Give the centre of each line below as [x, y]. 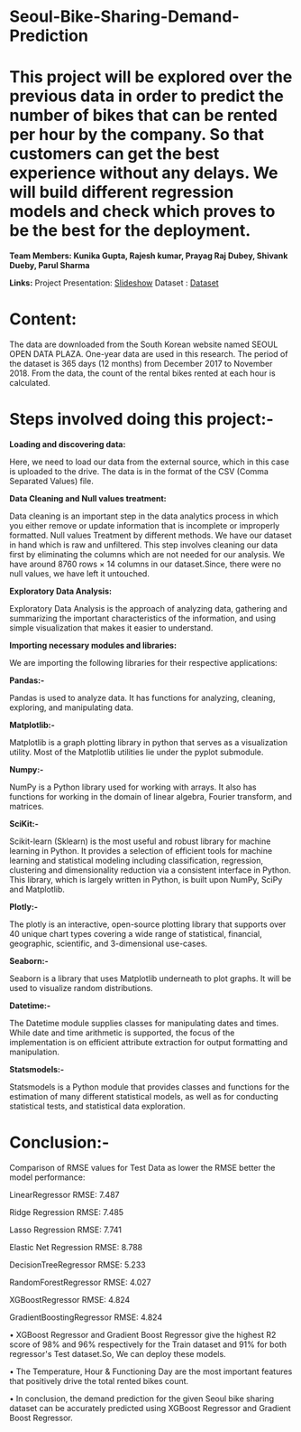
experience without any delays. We [144, 173]
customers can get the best [114, 154]
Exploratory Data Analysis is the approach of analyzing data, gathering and [149, 608]
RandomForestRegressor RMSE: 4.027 [80, 1282]
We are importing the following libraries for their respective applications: [143, 663]
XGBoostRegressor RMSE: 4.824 [70, 1299]
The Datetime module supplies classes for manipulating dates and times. [144, 1023]
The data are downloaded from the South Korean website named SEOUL [144, 344]
